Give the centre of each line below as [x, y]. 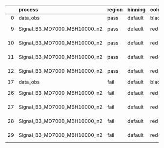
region [115, 10]
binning [136, 10]
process [28, 10]
